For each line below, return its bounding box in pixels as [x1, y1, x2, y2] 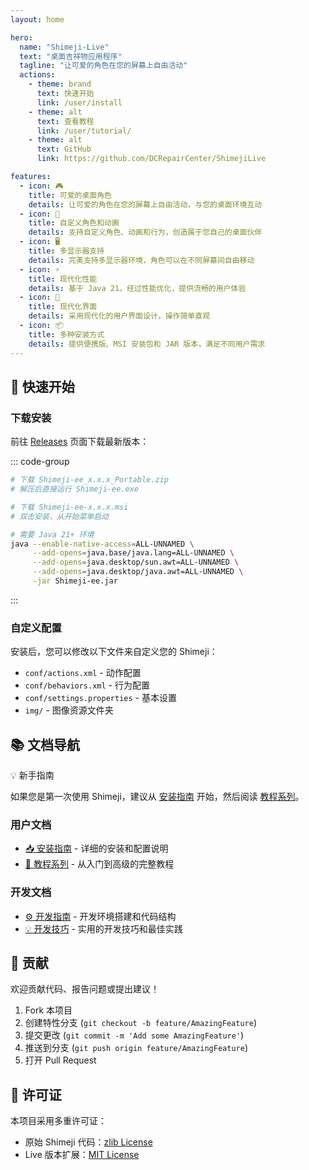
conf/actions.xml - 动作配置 [24, 667, 142, 679]
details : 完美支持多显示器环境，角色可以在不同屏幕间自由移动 [28, 255, 255, 265]
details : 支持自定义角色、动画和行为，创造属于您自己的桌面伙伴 [28, 227, 263, 238]
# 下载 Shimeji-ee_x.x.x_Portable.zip [10, 475, 169, 485]
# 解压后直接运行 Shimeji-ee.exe [10, 484, 139, 495]
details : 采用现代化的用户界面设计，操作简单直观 [28, 311, 211, 321]
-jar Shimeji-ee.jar [32, 576, 118, 586]
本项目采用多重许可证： [10, 1115, 107, 1127]
